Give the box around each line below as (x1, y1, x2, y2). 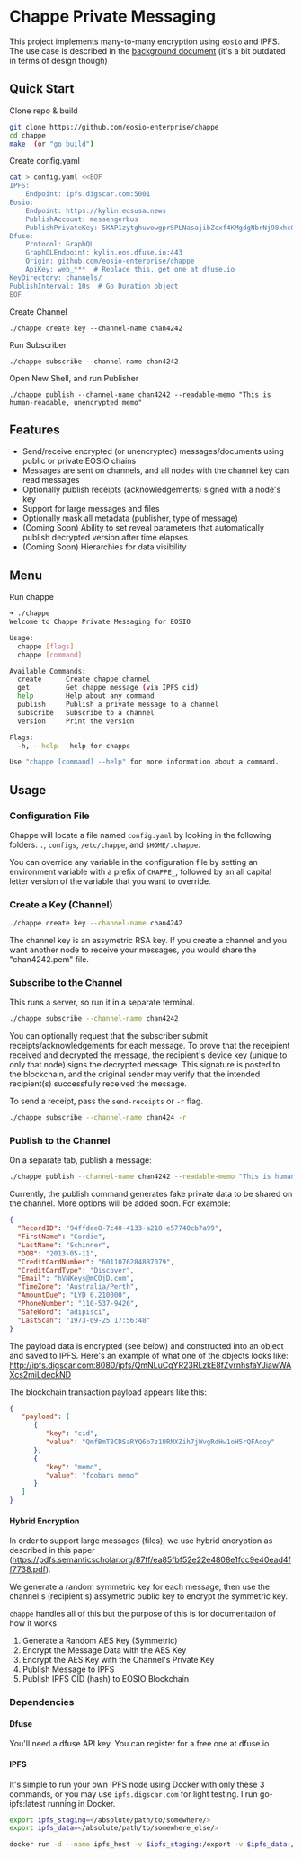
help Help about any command (17, 692, 155, 701)
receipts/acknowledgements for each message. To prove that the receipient (9, 1041, 290, 1051)
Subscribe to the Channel (9, 977, 123, 989)
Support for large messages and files (22, 504, 160, 514)
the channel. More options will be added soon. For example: (9, 1198, 231, 1209)
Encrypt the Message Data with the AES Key (22, 1645, 187, 1656)
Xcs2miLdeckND (9, 1369, 72, 1380)
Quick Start (9, 81, 75, 96)
